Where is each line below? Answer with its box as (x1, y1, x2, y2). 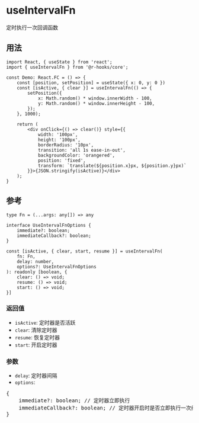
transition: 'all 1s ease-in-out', (37, 147, 126, 153)
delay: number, (17, 258, 54, 264)
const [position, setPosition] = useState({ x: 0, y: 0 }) (17, 79, 166, 86)
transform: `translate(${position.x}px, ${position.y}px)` (37, 162, 187, 169)
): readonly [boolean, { (6, 269, 68, 275)
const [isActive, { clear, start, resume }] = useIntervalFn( (6, 248, 163, 254)
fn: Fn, (17, 253, 36, 259)
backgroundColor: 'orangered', (37, 152, 115, 158)
